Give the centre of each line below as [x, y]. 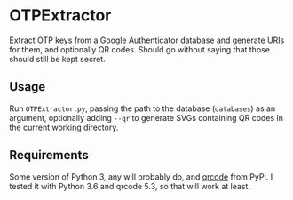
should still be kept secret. [57, 59]
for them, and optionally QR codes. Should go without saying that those [140, 49]
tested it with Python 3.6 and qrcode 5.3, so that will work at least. [130, 186]
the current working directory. [64, 127]
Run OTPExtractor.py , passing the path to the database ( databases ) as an [143, 108]
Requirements [49, 155]
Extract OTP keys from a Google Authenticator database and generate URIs [147, 40]
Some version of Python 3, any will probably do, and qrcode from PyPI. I [141, 176]
